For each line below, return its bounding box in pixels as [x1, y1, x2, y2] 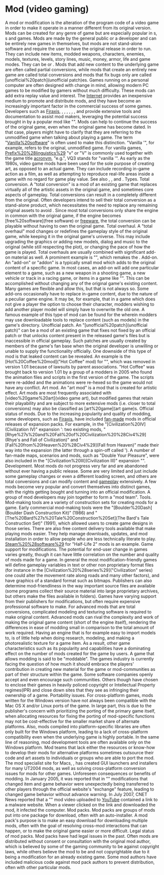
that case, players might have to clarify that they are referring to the [5, 129, 142, 135]
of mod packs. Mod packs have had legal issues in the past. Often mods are [5, 833, 158, 839]
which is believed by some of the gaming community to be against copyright [5, 843, 159, 849]
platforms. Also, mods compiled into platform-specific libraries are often [5, 723, 151, 729]
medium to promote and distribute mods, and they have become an [5, 98, 141, 104]
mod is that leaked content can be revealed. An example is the [5, 353, 131, 359]
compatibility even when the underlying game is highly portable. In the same [5, 734, 159, 740]
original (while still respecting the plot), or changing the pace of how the [5, 244, 151, 250]
